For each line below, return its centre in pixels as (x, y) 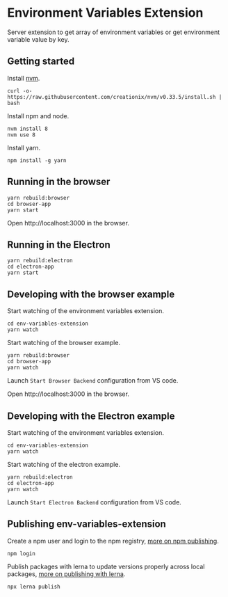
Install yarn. (24, 148)
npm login (22, 554)
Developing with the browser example (91, 294)
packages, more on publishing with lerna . (66, 574)
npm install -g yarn (37, 160)
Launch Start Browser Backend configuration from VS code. (93, 381)
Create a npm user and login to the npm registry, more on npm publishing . (113, 541)
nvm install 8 (28, 129)
